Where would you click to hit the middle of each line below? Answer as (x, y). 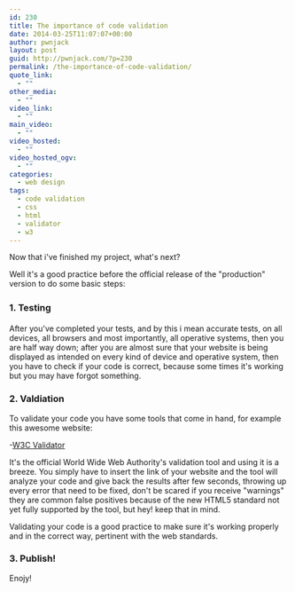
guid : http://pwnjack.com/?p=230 (71, 59)
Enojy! (21, 578)
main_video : (31, 125)
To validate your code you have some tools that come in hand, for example (145, 418)
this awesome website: (51, 428)
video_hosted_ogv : (43, 158)
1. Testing (30, 308)
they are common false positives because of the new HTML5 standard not (144, 500)
